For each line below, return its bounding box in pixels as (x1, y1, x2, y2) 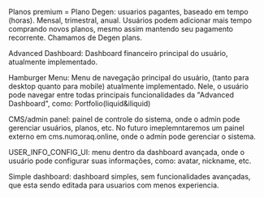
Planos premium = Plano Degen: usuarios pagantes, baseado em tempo (8, 7, 249, 16)
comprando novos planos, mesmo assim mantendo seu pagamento (8, 24, 234, 33)
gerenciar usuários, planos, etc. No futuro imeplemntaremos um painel (8, 123, 245, 132)
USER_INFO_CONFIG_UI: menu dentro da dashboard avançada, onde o (8, 148, 245, 157)
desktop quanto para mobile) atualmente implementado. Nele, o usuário (8, 81, 249, 91)
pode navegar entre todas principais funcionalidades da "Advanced (8, 90, 234, 100)
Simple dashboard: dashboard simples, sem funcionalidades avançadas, (8, 172, 251, 181)
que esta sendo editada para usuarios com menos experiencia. (8, 180, 219, 190)
